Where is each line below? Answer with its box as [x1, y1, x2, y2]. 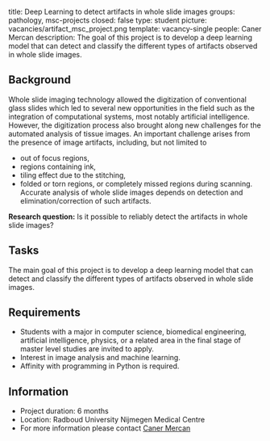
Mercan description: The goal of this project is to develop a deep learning [8, 32, 252, 42]
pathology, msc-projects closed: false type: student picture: [8, 15, 207, 25]
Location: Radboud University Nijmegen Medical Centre [19, 415, 206, 425]
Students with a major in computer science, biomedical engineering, [19, 327, 247, 337]
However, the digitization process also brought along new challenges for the [8, 120, 262, 130]
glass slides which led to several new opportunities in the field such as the [8, 103, 255, 112]
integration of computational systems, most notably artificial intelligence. [8, 111, 250, 121]
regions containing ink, [19, 162, 97, 171]
